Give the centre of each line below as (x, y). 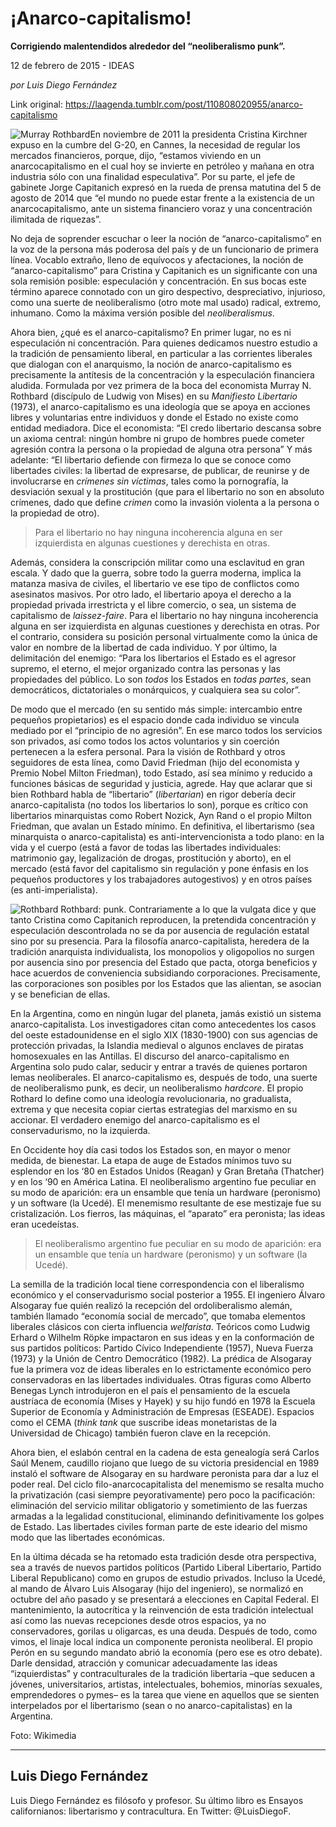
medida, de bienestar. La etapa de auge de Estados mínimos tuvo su (151, 1160)
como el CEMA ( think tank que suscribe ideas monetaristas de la (144, 1422)
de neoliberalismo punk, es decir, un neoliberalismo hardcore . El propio (157, 1088)
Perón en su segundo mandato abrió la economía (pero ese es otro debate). (166, 1652)
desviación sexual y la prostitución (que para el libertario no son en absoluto (167, 491)
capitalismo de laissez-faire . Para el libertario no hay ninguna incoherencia (164, 615)
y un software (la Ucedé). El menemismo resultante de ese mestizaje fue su (166, 1203)
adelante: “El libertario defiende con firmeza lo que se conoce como (151, 459)
